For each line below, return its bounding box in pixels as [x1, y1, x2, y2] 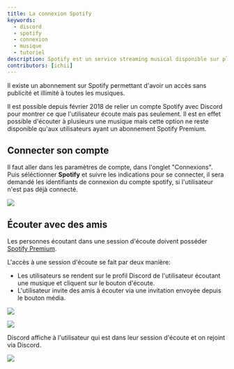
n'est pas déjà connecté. [7, 186, 78, 194]
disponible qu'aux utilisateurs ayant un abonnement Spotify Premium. [7, 124, 207, 133]
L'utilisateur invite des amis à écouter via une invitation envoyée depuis [17, 287, 221, 295]
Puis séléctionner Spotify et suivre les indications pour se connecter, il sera [7, 170, 224, 179]
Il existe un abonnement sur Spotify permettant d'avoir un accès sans [7, 81, 207, 89]
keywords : [7, 17, 36, 24]
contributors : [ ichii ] [7, 62, 73, 69]
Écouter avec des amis [7, 218, 108, 230]
